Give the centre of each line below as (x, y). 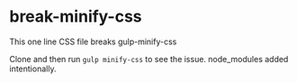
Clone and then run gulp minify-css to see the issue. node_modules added (149, 59)
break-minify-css (76, 17)
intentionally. (33, 69)
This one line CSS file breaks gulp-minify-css (93, 41)
